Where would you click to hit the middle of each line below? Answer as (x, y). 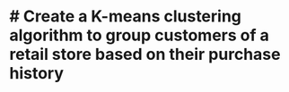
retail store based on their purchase (145, 54)
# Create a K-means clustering (126, 17)
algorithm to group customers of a (139, 35)
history (37, 74)
